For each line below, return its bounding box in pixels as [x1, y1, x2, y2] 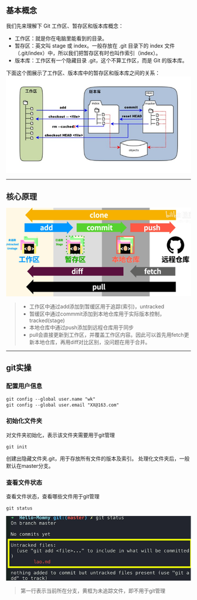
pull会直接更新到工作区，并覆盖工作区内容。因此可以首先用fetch [29, 331, 184, 338]
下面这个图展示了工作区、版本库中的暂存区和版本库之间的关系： [6, 69, 160, 76]
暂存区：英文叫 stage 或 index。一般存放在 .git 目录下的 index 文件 [14, 42, 175, 49]
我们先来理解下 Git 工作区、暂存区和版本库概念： [6, 22, 124, 29]
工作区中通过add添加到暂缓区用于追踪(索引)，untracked [29, 303, 165, 310]
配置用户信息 [6, 382, 43, 390]
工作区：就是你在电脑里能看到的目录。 [14, 35, 107, 42]
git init [6, 444, 28, 450]
